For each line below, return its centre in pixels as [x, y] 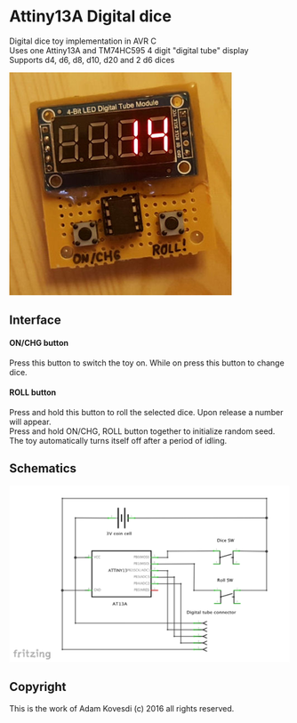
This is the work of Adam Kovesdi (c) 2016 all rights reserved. [122, 708]
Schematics [43, 469]
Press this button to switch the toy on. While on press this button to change [147, 363]
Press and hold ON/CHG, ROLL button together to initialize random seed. [142, 431]
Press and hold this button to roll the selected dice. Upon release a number [146, 412]
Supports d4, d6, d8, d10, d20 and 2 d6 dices [92, 60]
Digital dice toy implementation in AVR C [83, 41]
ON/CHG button [39, 342]
